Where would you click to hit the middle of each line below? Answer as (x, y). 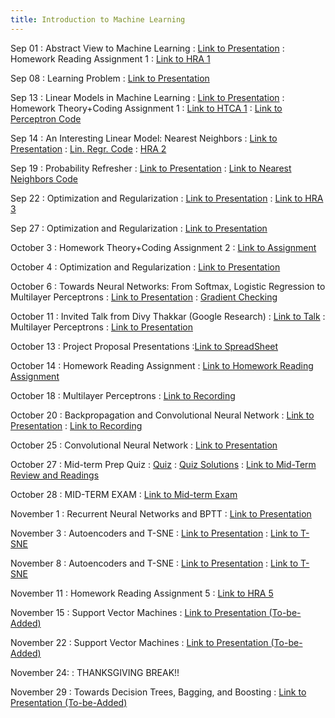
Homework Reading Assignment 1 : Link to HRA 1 (110, 58)
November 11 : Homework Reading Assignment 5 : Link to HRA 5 (142, 593)
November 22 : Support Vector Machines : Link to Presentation (139, 642)
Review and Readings (55, 475)
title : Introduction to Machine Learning (98, 19)
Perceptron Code (46, 118)
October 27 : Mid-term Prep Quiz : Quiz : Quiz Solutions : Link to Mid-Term (163, 464)
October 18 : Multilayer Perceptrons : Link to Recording (123, 395)
